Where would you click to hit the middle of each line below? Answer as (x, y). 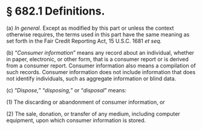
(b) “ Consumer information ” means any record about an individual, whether (100, 52)
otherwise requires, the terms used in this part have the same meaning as (98, 34)
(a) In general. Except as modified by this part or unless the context (90, 28)
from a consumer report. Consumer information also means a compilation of (101, 66)
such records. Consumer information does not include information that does (101, 72)
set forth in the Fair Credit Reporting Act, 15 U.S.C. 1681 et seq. (84, 41)
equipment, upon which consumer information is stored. (76, 120)
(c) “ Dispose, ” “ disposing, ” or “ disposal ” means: (67, 90)
